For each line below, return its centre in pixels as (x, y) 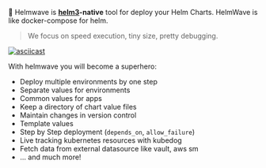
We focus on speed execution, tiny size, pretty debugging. (123, 36)
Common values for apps (61, 98)
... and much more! (50, 157)
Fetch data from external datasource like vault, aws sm (109, 149)
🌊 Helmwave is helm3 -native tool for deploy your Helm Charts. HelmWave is (133, 12)
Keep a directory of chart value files (78, 107)
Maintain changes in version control (78, 115)
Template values (46, 123)
